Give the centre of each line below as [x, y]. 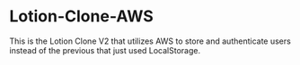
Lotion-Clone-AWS [82, 16]
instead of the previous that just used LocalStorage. [105, 50]
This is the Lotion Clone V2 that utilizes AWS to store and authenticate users [150, 41]
